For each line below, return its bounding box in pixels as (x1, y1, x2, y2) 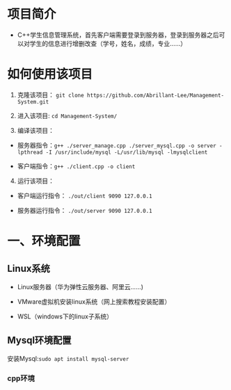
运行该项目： (17, 177, 54, 185)
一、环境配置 (7, 234, 81, 249)
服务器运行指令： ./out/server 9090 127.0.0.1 (17, 206, 153, 214)
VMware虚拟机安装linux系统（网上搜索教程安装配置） (17, 297, 171, 306)
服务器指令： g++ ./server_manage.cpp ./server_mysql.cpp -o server (17, 140, 217, 149)
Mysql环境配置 (7, 334, 72, 346)
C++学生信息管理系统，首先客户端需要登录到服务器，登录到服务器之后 (17, 31, 219, 39)
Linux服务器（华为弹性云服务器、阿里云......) (17, 282, 144, 291)
